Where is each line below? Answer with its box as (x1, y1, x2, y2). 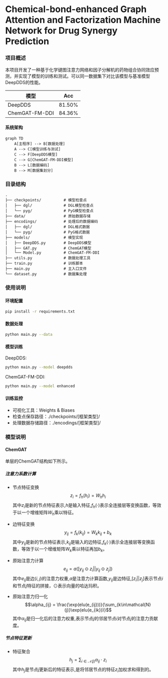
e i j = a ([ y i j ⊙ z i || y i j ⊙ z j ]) (63, 566, 113, 573)
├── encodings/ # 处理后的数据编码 (5, 219, 98, 224)
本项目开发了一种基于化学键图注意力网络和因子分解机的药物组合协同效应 (5, 67, 154, 73)
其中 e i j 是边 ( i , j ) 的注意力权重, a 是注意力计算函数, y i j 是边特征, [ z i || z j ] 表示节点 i (12, 575, 163, 582)
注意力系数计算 (5, 471, 36, 477)
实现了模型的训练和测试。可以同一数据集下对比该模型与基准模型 (18, 73, 150, 79)
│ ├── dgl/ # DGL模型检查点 (5, 203, 94, 208)
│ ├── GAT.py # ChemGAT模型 (5, 246, 92, 251)
